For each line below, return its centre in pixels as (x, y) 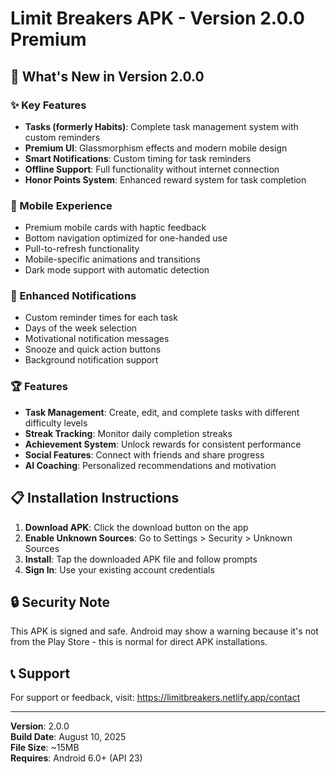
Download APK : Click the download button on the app (136, 527)
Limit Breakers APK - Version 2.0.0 (157, 18)
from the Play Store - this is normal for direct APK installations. (139, 642)
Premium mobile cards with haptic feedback (115, 228)
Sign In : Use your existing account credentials (119, 569)
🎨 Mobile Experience (61, 205)
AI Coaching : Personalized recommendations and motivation (150, 465)
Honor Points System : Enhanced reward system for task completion (165, 179)
